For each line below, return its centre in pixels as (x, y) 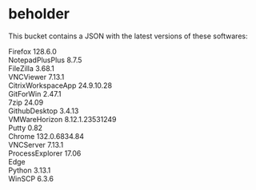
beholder (39, 14)
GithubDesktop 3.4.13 (44, 111)
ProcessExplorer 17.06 (45, 153)
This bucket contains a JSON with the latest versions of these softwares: (128, 36)
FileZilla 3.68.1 (31, 68)
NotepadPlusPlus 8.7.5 (45, 60)
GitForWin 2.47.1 (35, 93)
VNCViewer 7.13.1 (36, 77)
